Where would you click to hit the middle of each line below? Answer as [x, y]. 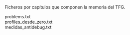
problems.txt [18, 17]
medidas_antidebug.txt [28, 27]
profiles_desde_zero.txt [29, 22]
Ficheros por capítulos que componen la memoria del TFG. [65, 7]
